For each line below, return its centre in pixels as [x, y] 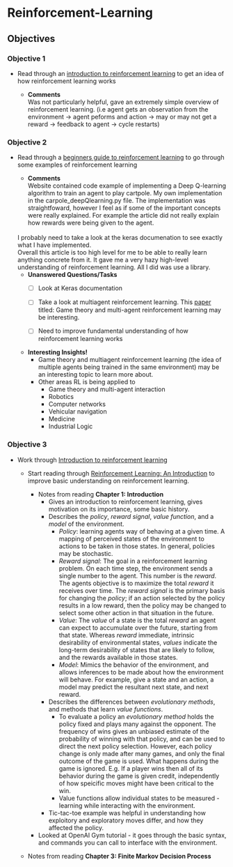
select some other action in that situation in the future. [136, 612]
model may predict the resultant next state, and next [134, 687]
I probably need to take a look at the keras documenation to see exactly [120, 238]
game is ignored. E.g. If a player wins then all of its [131, 768]
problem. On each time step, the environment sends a [136, 568]
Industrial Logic [71, 426]
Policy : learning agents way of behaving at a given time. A [142, 531]
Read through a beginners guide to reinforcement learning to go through [121, 158]
